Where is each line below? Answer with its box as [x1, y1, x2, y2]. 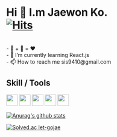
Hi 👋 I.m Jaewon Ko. [6, 5, 108, 19]
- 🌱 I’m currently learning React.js [6, 51, 89, 58]
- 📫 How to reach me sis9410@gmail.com [6, 58, 112, 65]
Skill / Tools [6, 78, 51, 89]
